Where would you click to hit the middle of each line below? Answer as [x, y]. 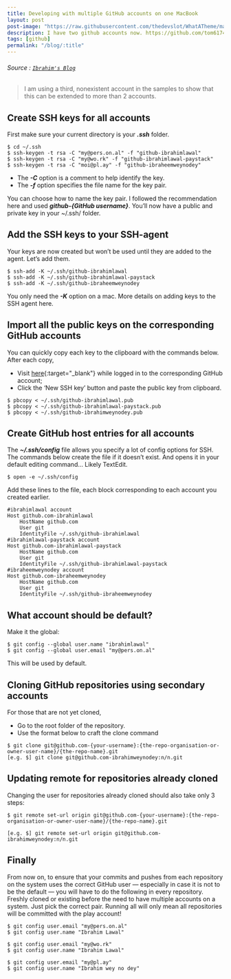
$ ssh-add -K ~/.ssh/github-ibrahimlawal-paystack [81, 277]
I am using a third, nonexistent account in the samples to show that [119, 89]
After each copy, [31, 359]
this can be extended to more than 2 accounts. [90, 96]
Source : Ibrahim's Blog [41, 67]
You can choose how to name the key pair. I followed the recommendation [112, 199]
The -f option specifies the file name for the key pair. [92, 185]
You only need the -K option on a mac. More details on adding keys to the [112, 296]
